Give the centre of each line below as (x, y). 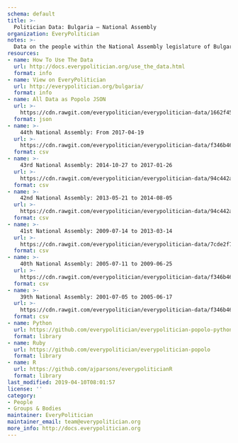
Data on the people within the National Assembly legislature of (112, 47)
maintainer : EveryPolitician (50, 415)
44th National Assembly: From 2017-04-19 (82, 132)
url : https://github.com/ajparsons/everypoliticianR (93, 369)
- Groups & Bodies (34, 409)
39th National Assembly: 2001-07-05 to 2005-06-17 (96, 297)
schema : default (31, 14)
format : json (33, 119)
